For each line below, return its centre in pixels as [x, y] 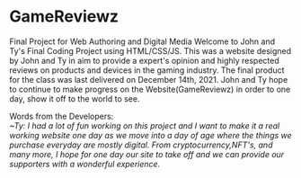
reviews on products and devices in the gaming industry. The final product [147, 70]
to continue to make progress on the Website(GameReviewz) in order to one [150, 89]
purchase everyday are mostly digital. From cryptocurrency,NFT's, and [141, 145]
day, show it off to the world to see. [75, 98]
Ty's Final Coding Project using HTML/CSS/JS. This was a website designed [150, 50]
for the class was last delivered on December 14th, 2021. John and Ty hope [149, 79]
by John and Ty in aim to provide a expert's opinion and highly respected [145, 60]
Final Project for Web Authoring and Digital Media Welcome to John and [142, 41]
